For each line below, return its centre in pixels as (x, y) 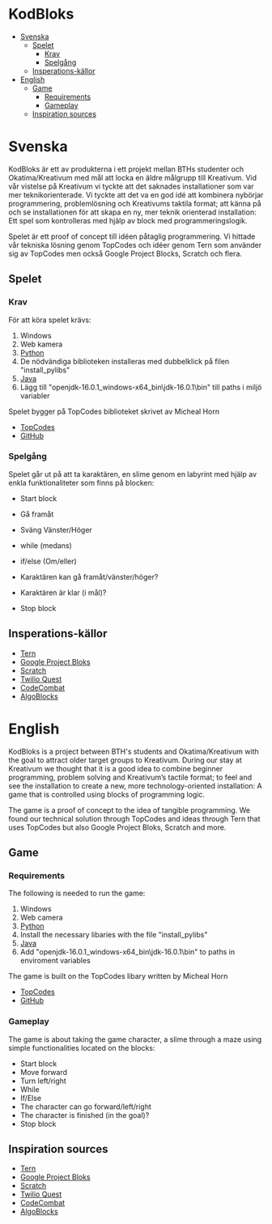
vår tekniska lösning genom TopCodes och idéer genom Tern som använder (135, 244)
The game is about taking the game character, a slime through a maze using (135, 1039)
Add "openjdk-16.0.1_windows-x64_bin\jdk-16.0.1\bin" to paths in (127, 952)
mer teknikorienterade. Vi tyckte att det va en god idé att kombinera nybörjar (136, 194)
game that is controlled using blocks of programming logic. (106, 794)
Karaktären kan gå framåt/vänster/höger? (89, 576)
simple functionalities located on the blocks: (82, 1048)
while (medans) (46, 545)
